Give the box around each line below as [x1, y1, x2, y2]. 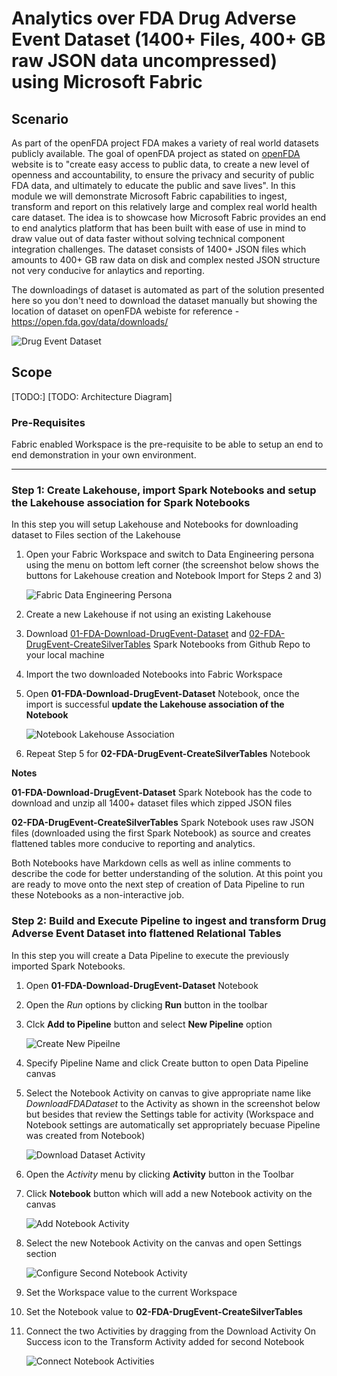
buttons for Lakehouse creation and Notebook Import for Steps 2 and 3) [25, 570, 323, 582]
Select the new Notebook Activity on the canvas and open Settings [25, 1237, 303, 1249]
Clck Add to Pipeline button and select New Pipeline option [25, 1018, 273, 1030]
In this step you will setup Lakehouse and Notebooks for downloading [11, 518, 299, 531]
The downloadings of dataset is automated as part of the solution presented [11, 284, 325, 296]
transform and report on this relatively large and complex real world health [11, 201, 318, 212]
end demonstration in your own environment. [11, 449, 197, 461]
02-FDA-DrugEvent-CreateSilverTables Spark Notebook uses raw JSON [11, 817, 314, 829]
